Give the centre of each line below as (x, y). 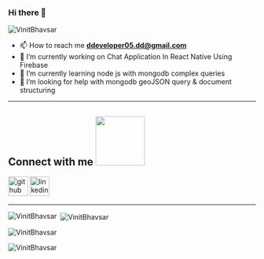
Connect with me (51, 162)
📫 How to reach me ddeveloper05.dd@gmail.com (103, 46)
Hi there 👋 (27, 13)
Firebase (34, 65)
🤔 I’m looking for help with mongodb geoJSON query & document (125, 82)
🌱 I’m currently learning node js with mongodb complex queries (122, 73)
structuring (37, 91)
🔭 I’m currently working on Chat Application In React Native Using (126, 57)
